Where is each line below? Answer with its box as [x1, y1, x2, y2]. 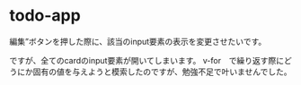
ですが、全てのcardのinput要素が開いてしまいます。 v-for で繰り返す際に [9, 55, 285, 65]
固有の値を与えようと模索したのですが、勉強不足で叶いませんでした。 [32, 66, 292, 77]
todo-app [9, 5, 81, 26]
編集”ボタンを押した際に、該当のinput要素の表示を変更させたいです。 [9, 36, 267, 47]
